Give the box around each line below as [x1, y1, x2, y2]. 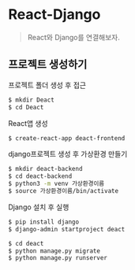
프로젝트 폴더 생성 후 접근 [8, 80, 87, 90]
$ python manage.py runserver [8, 254, 108, 262]
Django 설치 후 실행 [8, 202, 69, 212]
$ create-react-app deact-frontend [8, 134, 126, 142]
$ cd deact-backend [8, 172, 73, 180]
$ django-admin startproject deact [8, 225, 126, 233]
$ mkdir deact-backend [8, 165, 83, 173]
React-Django [8, 6, 101, 24]
